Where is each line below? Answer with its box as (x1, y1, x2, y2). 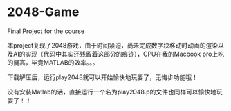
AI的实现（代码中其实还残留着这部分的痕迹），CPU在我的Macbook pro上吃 (12, 50, 225, 58)
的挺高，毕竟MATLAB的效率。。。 (7, 58, 99, 66)
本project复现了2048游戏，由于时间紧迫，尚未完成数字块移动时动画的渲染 (7, 41, 219, 49)
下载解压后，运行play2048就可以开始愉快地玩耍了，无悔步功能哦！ (7, 73, 198, 81)
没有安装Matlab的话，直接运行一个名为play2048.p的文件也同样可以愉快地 (7, 88, 216, 96)
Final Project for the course (7, 27, 85, 35)
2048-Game (7, 4, 80, 20)
